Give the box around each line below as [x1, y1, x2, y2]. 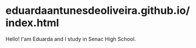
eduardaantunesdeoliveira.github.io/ [5, 4, 190, 17]
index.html [5, 16, 59, 29]
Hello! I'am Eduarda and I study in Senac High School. [5, 35, 137, 42]
